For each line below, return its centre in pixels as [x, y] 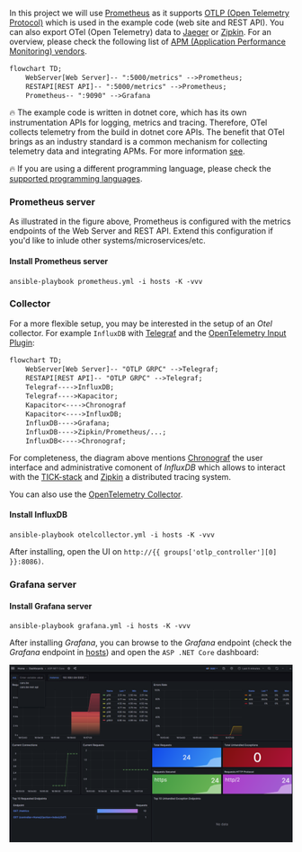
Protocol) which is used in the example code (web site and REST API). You [147, 22]
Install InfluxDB [38, 515]
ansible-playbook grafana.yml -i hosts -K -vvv [100, 626]
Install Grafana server [51, 606]
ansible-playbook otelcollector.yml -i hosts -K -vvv [112, 535]
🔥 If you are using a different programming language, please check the [140, 169]
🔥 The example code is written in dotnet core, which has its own [128, 112]
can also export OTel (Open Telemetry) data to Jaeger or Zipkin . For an [140, 32]
